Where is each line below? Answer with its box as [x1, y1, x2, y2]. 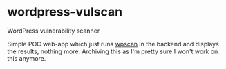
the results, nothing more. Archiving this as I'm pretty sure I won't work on [7, 47, 218, 55]
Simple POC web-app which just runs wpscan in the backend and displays [7, 40, 219, 48]
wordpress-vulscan [7, 4, 123, 20]
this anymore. [7, 54, 46, 62]
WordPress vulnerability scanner [7, 27, 100, 35]
